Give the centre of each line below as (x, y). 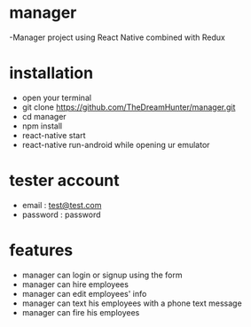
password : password (61, 214)
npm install (42, 126)
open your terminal (56, 97)
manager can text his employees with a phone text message (132, 303)
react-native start (54, 135)
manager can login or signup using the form (102, 275)
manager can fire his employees (81, 312)
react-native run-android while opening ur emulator (116, 144)
